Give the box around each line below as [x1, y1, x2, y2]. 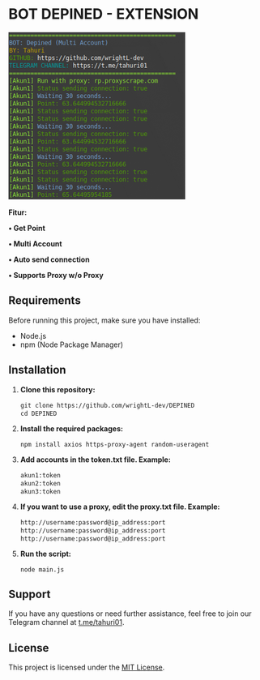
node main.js [19, 565, 65, 574]
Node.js [19, 331, 47, 340]
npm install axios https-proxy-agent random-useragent [19, 440, 210, 448]
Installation [8, 363, 66, 377]
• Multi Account [8, 238, 62, 248]
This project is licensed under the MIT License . [8, 662, 165, 673]
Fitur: [8, 207, 28, 217]
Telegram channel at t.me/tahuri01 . [8, 618, 125, 627]
